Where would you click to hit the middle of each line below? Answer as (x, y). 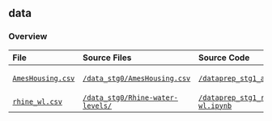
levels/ (97, 106)
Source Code (224, 58)
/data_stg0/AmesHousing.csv (136, 78)
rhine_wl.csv (38, 102)
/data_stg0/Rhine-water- (130, 97)
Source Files (107, 58)
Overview (28, 37)
